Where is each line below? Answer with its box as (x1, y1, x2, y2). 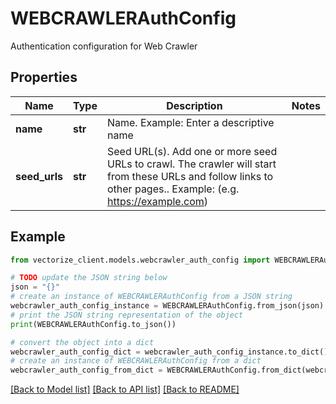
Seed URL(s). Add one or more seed (106, 144, 278, 158)
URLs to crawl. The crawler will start (106, 157, 277, 171)
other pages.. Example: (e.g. (106, 182, 240, 196)
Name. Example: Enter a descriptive (106, 115, 275, 129)
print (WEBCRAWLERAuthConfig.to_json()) (10, 319, 177, 329)
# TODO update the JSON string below (10, 273, 168, 283)
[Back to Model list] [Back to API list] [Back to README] (10, 383, 240, 396)
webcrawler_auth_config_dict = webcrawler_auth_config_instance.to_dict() (10, 347, 329, 357)
